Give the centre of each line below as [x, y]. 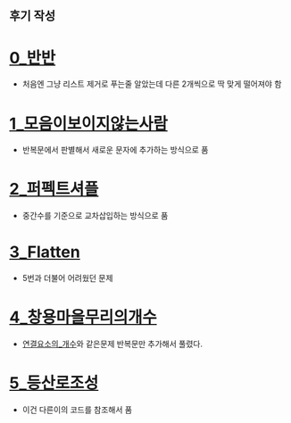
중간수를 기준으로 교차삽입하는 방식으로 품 [95, 216]
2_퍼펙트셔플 [54, 189]
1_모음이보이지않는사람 [88, 124]
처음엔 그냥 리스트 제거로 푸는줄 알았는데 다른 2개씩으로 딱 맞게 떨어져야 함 [152, 84]
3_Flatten [45, 252]
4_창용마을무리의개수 [83, 317]
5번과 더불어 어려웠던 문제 [67, 278]
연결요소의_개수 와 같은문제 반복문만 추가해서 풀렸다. [112, 344]
